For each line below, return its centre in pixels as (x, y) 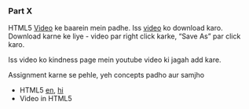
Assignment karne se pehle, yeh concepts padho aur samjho (106, 75)
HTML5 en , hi (42, 90)
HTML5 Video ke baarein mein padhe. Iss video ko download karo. (115, 28)
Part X (20, 11)
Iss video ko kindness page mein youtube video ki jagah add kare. (115, 60)
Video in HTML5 (46, 99)
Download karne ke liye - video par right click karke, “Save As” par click (124, 36)
